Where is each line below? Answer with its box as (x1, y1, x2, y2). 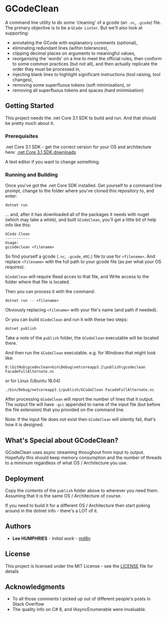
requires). (5, 264, 25, 270)
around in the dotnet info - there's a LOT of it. (5, 508, 98, 514)
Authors (5, 522, 31, 530)
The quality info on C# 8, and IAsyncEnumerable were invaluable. (12, 607, 147, 613)
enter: (5, 193, 17, 199)
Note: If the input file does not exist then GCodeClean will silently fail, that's (5, 416, 156, 422)
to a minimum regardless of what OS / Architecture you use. (5, 460, 128, 466)
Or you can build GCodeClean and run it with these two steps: (5, 316, 128, 322)
